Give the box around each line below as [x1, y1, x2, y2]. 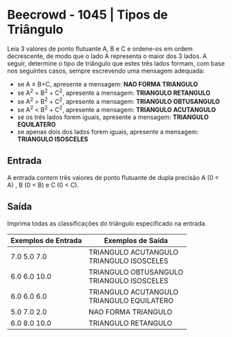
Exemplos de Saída [104, 235, 168, 245]
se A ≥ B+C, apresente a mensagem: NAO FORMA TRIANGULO [17, 80, 198, 88]
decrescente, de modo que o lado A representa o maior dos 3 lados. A [7, 52, 207, 60]
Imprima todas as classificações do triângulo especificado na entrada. [7, 219, 207, 228]
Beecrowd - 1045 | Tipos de [7, 7, 168, 23]
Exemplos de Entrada [10, 235, 82, 245]
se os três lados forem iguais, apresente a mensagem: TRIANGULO [17, 113, 209, 121]
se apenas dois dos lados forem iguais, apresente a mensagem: [17, 127, 199, 136]
